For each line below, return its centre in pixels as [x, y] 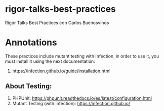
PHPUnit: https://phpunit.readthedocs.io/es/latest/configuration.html [82, 98]
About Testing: [28, 86]
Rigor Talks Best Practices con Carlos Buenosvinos [57, 23]
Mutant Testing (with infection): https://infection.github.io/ [71, 103]
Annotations [31, 42]
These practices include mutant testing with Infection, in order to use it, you [82, 56]
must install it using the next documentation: [50, 61]
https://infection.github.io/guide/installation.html [61, 71]
